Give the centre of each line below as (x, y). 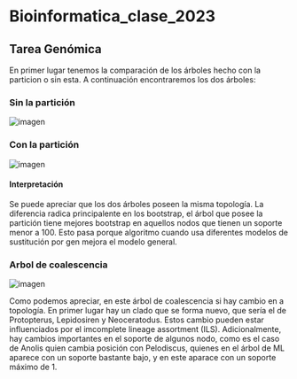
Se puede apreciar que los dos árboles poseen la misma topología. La (137, 204)
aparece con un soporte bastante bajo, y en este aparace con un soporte (143, 358)
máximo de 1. (33, 367)
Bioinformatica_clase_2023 (112, 16)
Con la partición (44, 145)
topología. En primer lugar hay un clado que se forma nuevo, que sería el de (148, 311)
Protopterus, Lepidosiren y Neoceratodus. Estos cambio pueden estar (137, 320)
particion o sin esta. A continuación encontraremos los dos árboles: (133, 80)
